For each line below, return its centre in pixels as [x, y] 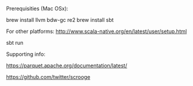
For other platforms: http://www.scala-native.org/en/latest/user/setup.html [97, 31]
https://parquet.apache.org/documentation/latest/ [67, 65]
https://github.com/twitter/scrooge [48, 77]
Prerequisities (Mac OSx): [37, 9]
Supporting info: [26, 54]
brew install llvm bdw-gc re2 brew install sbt [60, 20]
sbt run [15, 43]
